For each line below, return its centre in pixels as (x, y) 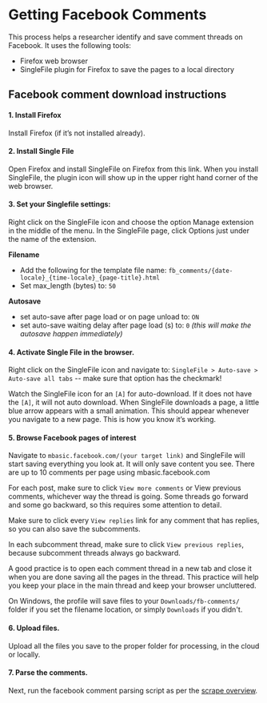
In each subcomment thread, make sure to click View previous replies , (126, 544)
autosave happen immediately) (71, 333)
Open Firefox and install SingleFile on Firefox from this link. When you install (133, 169)
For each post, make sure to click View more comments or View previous (125, 488)
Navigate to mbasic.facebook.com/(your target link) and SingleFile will (127, 456)
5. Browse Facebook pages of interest (72, 437)
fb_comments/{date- (201, 271)
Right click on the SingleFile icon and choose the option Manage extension (131, 222)
